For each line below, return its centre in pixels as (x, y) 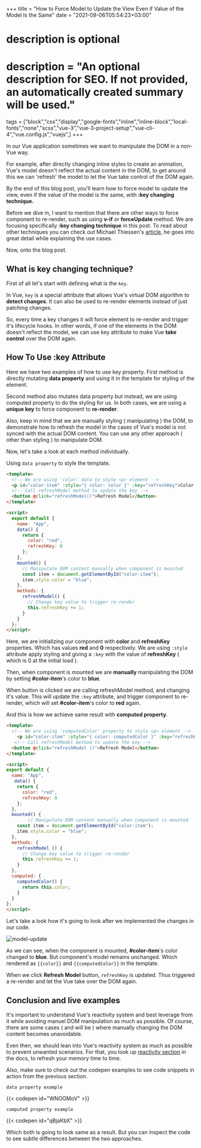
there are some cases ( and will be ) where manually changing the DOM (94, 1027)
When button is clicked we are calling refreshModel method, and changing (98, 690)
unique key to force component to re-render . (62, 409)
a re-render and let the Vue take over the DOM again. (72, 982)
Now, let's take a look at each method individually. (68, 451)
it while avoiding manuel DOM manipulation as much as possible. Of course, (100, 1021)
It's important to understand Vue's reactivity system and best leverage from (100, 1015)
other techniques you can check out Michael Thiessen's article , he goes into (100, 232)
